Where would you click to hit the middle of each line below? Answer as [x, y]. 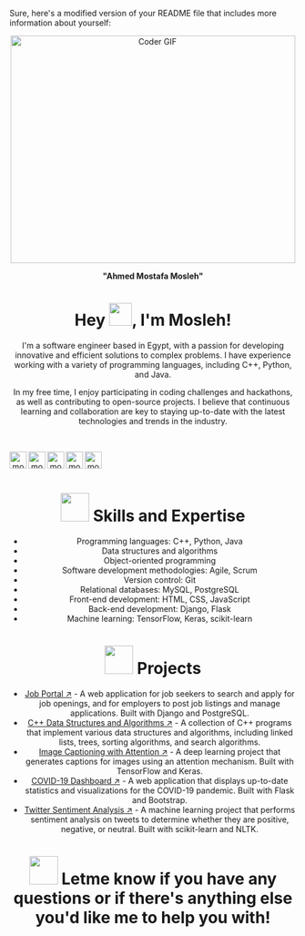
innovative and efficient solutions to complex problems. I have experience [153, 355]
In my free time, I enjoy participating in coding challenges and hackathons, [153, 392]
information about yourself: [61, 23]
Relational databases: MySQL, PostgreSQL [160, 589]
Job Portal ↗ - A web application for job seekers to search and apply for [159, 693]
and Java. [153, 374]
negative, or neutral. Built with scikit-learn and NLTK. [160, 829]
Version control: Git [159, 580]
